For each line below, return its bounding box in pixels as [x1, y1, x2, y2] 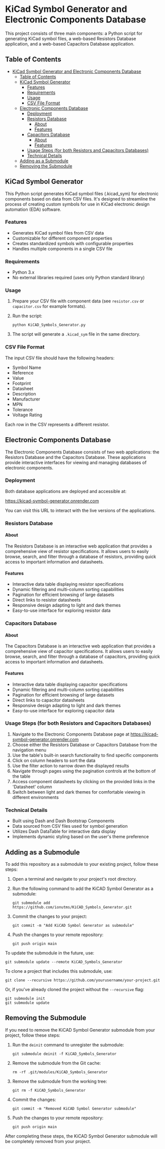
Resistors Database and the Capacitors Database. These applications [5, 454, 146, 460]
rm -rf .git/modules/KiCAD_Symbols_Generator [12, 1069, 108, 1075]
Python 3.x [12, 269, 35, 275]
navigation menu [12, 747, 46, 753]
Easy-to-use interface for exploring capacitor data [12, 707, 115, 713]
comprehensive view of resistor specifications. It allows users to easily [5, 548, 149, 554]
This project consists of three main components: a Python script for [5, 30, 143, 36]
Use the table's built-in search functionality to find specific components [12, 752, 159, 758]
